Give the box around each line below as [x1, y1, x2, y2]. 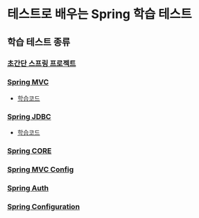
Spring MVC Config [7, 164, 74, 174]
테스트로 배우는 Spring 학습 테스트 [7, 6, 192, 22]
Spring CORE [7, 146, 52, 156]
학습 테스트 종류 [7, 36, 71, 48]
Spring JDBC [7, 111, 51, 121]
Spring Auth [7, 183, 49, 192]
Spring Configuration [7, 201, 80, 211]
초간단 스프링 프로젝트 [7, 58, 76, 68]
